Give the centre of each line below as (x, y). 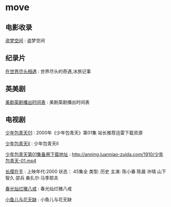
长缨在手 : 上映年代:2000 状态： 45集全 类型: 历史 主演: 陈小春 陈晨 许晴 (81, 171)
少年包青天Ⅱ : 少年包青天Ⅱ (32, 143)
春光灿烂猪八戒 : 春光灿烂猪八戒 (39, 189)
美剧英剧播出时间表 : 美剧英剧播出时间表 (47, 102)
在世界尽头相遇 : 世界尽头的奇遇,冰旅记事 (48, 71)
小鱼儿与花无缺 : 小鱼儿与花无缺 (39, 199)
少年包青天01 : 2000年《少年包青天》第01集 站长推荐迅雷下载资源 (74, 133)
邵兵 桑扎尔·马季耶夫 (37, 178)
